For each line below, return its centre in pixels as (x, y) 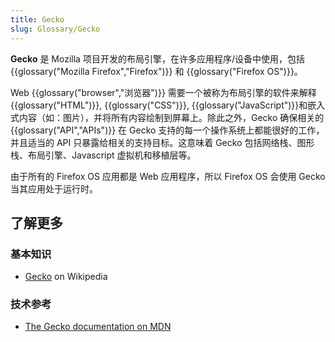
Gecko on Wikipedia (66, 277)
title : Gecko (37, 19)
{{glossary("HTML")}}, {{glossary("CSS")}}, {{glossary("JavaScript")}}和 (159, 105)
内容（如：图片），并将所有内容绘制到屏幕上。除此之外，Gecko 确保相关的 (171, 117)
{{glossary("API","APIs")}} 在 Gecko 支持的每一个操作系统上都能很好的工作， (167, 130)
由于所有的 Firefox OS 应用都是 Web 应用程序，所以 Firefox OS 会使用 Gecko (168, 176)
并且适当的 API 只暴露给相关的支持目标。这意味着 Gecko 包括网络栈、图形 (162, 142)
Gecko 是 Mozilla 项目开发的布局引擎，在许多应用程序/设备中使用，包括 (157, 58)
